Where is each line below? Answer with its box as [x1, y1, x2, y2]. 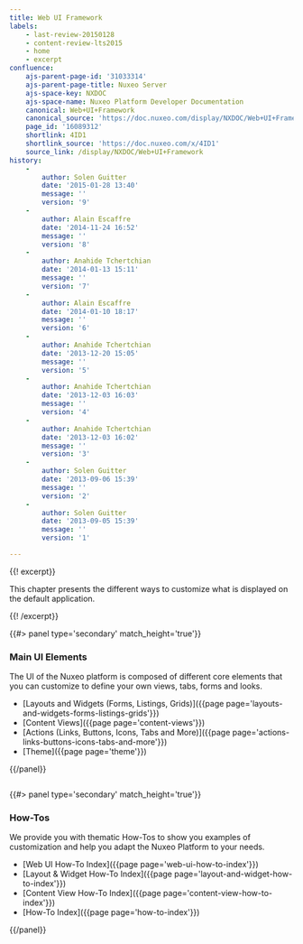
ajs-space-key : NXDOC [25, 88, 106, 97]
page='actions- [232, 727, 290, 738]
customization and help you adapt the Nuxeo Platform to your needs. [9, 841, 265, 853]
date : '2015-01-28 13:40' [41, 181, 140, 190]
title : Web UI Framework [9, 13, 103, 23]
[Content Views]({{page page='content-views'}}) [22, 717, 206, 728]
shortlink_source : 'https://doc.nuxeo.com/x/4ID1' [25, 139, 220, 148]
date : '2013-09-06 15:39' [41, 475, 140, 484]
